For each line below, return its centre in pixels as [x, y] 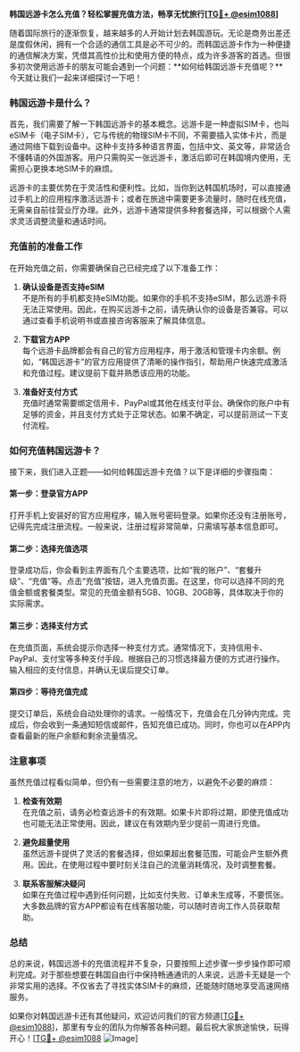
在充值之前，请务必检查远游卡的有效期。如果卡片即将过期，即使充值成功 [155, 812]
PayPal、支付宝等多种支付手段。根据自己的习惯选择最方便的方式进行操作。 [147, 658]
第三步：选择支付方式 [48, 625]
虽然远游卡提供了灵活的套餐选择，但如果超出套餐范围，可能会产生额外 [151, 853]
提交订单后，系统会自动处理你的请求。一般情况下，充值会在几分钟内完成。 [146, 713]
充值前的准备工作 [46, 246]
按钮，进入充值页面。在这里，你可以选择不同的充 [194, 581]
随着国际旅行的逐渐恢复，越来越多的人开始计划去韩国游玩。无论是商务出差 [146, 33]
